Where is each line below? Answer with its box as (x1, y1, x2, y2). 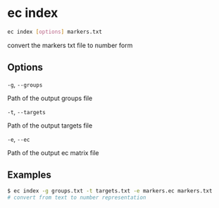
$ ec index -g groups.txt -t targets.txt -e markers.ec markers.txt (7, 188, 213, 195)
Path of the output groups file (7, 94, 93, 102)
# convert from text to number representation (7, 194, 146, 202)
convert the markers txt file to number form (7, 41, 133, 49)
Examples (7, 169, 51, 181)
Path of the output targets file (7, 121, 93, 130)
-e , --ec (7, 135, 30, 143)
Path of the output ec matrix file (7, 148, 99, 157)
